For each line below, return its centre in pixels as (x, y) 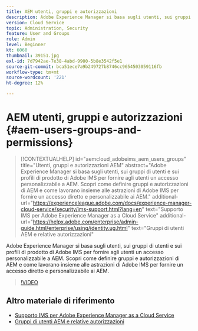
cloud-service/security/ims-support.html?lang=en (81, 209)
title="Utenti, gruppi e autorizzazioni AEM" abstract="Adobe (93, 165)
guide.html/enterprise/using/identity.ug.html (74, 228)
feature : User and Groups (38, 34)
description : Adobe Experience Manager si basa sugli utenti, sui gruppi (99, 17)
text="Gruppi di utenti (158, 228)
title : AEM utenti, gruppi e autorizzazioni (62, 12)
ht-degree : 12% (25, 83)
